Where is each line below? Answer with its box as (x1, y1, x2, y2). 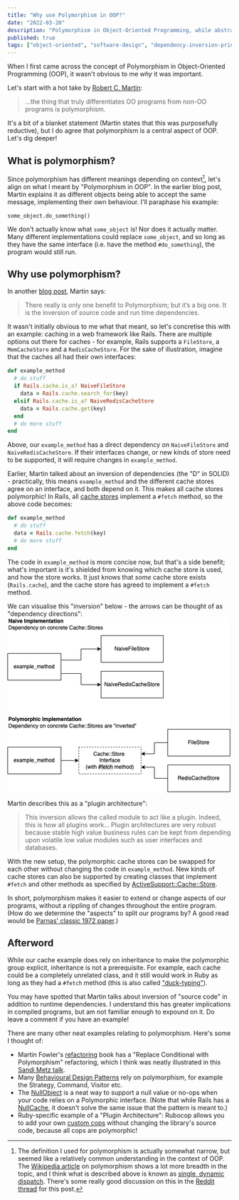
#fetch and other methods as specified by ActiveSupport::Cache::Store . (7, 879, 218, 888)
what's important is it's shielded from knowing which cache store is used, (7, 565, 223, 574)
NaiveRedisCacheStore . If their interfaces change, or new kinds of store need (7, 448, 231, 457)
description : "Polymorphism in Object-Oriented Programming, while (7, 26, 212, 34)
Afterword (7, 937, 54, 949)
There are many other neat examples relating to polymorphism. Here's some (7, 1029, 231, 1038)
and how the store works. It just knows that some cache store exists (7, 573, 206, 581)
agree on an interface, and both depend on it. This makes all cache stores (7, 485, 224, 493)
